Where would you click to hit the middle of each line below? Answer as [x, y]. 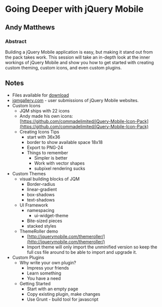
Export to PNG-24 [45, 147]
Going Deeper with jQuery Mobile [74, 9]
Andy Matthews [30, 27]
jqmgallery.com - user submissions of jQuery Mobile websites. [75, 100]
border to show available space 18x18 [65, 142]
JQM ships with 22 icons [44, 111]
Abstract [16, 41]
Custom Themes [29, 173]
